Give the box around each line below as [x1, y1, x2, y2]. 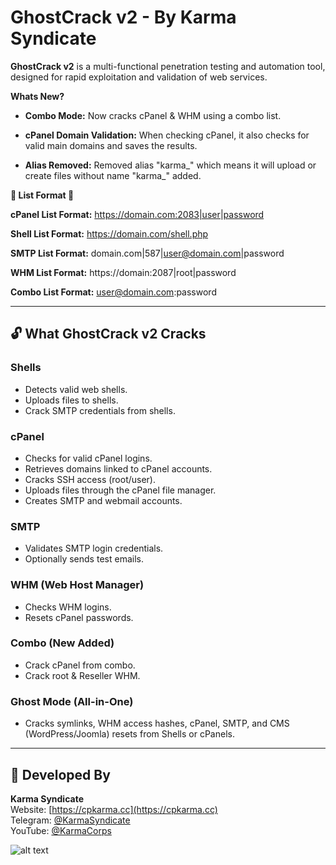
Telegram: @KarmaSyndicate [10, 814, 131, 826]
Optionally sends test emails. [24, 553, 144, 565]
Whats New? [10, 90, 65, 102]
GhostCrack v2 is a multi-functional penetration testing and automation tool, [10, 60, 326, 72]
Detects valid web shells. [24, 383, 128, 395]
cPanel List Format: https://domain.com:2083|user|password [10, 208, 265, 220]
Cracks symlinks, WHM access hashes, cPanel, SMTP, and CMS [24, 717, 290, 730]
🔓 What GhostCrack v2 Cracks [10, 326, 207, 343]
